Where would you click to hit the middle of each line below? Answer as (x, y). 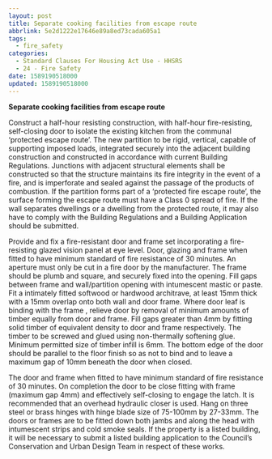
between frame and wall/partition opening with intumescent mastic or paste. (136, 284)
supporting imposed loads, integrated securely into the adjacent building (130, 148)
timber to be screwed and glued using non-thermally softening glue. (122, 336)
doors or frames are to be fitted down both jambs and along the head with (132, 420)
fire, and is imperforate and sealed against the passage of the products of (132, 182)
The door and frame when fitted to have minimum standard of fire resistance (136, 377)
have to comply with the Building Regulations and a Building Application (128, 217)
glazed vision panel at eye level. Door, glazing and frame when (144, 250)
